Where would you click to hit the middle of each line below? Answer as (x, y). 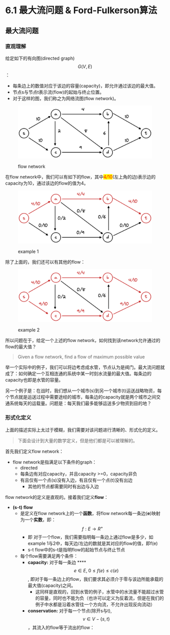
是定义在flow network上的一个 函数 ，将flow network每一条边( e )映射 (90, 513)
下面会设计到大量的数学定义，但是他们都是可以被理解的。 (77, 440)
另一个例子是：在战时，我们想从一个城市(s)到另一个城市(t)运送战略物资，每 (83, 391)
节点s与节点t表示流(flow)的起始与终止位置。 (58, 92)
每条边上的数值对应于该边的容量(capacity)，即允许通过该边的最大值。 (85, 86)
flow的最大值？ (21, 347)
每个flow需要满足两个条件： (49, 556)
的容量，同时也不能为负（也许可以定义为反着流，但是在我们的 (100, 598)
